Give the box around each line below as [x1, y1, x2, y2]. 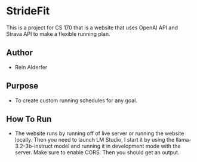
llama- [176, 136, 192, 143]
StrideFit [6, 4, 50, 18]
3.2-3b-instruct [14, 142, 53, 150]
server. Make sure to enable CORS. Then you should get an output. [14, 149, 180, 156]
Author [6, 48, 33, 58]
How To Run [6, 114, 52, 124]
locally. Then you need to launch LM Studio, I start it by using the [14, 136, 175, 143]
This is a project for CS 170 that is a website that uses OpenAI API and [6, 24, 178, 31]
